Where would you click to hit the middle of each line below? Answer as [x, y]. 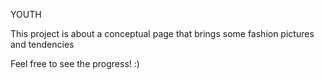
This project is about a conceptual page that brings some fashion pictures [162, 33]
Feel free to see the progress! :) [75, 63]
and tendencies [42, 44]
